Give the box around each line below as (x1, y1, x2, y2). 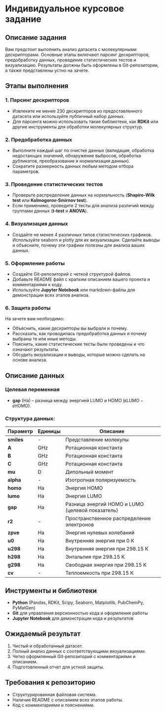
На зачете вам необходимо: (5, 316, 65, 322)
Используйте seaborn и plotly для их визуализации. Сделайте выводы (12, 237, 160, 243)
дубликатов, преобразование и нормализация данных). (12, 158, 130, 164)
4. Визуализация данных (5, 220, 68, 227)
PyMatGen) (12, 604, 36, 610)
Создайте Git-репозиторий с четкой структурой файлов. (12, 271, 132, 277)
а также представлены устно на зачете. (5, 67, 89, 73)
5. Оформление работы (5, 260, 65, 267)
